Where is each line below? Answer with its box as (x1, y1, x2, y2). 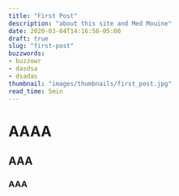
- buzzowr (8, 58, 42, 66)
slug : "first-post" (8, 42, 75, 50)
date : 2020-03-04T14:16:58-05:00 (8, 27, 121, 35)
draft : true (8, 34, 49, 43)
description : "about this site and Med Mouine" (8, 19, 173, 28)
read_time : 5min (8, 87, 63, 96)
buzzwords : (8, 49, 45, 58)
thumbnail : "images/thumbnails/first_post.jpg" (8, 79, 173, 87)
